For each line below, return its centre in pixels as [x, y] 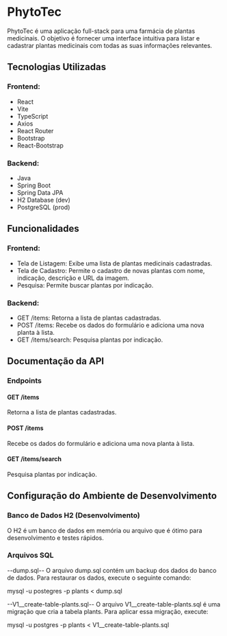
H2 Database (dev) [43, 200]
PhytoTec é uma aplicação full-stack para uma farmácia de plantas [101, 31]
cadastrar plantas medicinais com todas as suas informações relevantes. [110, 45]
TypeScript [32, 116]
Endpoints [25, 381]
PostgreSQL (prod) [43, 207]
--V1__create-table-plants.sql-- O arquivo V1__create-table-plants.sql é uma [114, 604]
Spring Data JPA [40, 192]
